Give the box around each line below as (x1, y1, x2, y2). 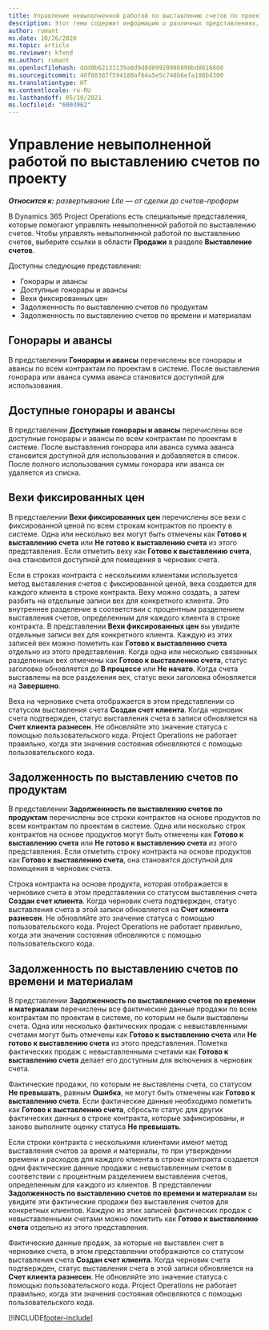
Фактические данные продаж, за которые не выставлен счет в (8, 1238, 224, 1248)
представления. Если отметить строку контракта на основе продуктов (8, 846, 252, 857)
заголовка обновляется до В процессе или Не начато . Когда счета (8, 664, 239, 673)
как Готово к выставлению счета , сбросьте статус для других (8, 1105, 223, 1115)
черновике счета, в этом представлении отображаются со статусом (8, 1247, 244, 1256)
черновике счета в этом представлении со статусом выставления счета (8, 888, 258, 898)
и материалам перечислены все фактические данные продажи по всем (8, 1004, 258, 1014)
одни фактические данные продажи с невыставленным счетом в (8, 1163, 232, 1173)
